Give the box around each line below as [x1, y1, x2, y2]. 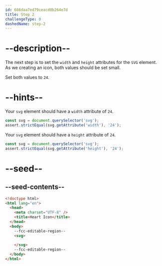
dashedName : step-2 [5, 21, 46, 26]
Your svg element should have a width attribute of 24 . [5, 108, 114, 114]
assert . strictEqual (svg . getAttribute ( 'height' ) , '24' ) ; [5, 146, 124, 151]
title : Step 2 [5, 12, 35, 17]
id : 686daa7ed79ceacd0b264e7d [5, 7, 68, 12]
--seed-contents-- [5, 183, 65, 191]
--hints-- [5, 92, 43, 103]
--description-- [5, 43, 71, 54]
